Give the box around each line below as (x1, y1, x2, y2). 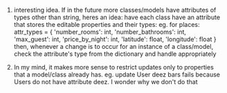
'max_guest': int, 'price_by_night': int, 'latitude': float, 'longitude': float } (13, 35, 217, 43)
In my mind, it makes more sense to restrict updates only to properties (13, 63, 215, 71)
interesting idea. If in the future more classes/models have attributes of (13, 6, 217, 14)
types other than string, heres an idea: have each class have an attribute (13, 13, 220, 21)
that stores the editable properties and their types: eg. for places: (13, 21, 200, 28)
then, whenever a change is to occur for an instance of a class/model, (13, 43, 213, 50)
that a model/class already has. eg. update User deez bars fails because (13, 70, 220, 79)
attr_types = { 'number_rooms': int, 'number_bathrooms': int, (13, 28, 187, 36)
